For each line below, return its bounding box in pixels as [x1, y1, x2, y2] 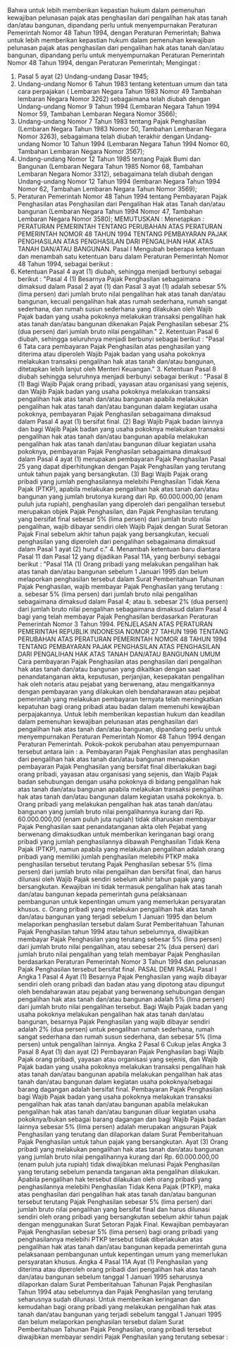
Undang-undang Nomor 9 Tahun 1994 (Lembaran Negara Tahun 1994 [17, 102, 221, 110]
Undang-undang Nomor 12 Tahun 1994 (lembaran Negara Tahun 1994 [17, 177, 221, 186]
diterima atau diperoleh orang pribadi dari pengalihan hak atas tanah [17, 1265, 217, 1273]
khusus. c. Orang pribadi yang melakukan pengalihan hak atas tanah [17, 905, 217, 913]
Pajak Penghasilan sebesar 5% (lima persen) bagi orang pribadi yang [17, 1228, 218, 1236]
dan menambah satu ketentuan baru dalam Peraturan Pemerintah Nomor [17, 252, 229, 261]
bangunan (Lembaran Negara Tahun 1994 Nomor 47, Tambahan [17, 208, 203, 215]
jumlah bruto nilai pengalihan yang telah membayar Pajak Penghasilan [17, 950, 221, 958]
